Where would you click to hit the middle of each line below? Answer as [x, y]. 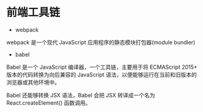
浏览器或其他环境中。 [33, 82]
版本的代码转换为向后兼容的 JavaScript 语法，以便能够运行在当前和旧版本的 [102, 74]
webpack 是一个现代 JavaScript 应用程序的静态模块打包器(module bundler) [101, 42]
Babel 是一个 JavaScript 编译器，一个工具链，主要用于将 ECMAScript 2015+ [102, 67]
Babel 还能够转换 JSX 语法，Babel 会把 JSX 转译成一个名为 [81, 95]
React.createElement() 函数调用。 [49, 103]
